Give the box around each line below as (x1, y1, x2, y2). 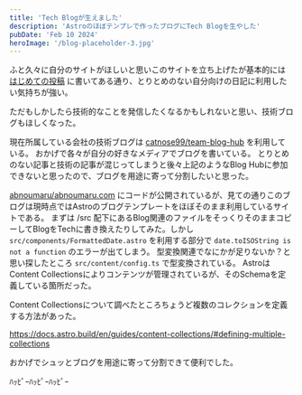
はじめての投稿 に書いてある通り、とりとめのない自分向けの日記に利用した (9, 76, 288, 87)
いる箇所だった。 (32, 280, 96, 291)
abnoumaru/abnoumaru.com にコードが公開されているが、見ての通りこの (9, 190, 283, 201)
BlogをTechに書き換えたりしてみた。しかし (32, 223, 195, 235)
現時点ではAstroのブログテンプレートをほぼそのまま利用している (32, 201, 274, 212)
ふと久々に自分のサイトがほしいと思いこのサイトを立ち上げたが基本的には (9, 64, 286, 75)
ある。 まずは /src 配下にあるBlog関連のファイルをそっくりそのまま (24, 212, 277, 223)
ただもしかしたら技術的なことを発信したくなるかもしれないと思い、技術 (9, 106, 278, 118)
